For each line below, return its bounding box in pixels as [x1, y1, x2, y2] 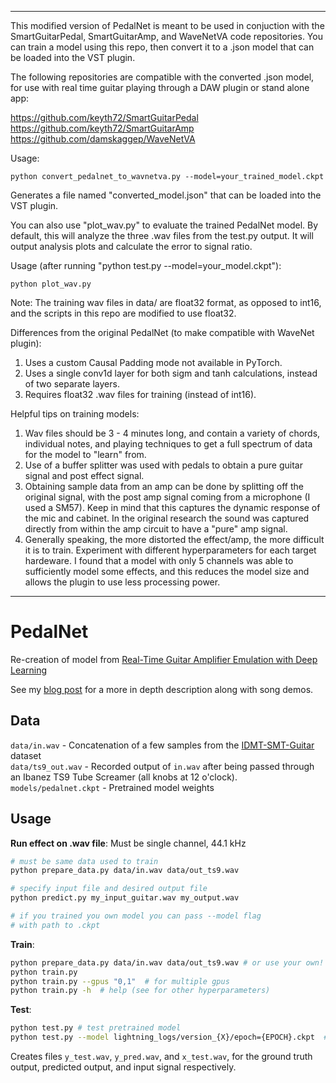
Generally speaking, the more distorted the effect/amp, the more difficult [24, 534, 325, 545]
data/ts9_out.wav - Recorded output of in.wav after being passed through [10, 760, 315, 772]
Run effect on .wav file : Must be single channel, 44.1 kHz [10, 837, 247, 849]
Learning [10, 664, 48, 676]
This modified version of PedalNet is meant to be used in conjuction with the [10, 20, 325, 31]
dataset [10, 749, 42, 761]
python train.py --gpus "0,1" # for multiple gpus [10, 976, 230, 986]
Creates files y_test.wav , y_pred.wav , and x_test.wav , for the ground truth [10, 1051, 313, 1063]
